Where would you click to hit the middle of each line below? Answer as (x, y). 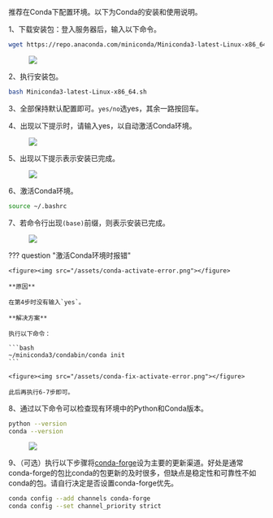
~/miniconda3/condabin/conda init (67, 355)
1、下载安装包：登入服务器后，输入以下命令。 (84, 29)
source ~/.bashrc (38, 206)
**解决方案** (28, 318)
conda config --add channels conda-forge (80, 498)
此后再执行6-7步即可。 (41, 392)
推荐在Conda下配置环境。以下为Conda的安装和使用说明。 (105, 12)
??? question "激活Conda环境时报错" (70, 255)
